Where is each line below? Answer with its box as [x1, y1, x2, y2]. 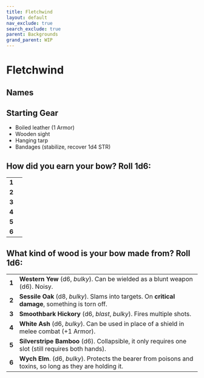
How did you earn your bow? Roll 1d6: [6, 161, 151, 171]
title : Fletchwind [6, 8, 53, 15]
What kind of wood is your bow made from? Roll [6, 248, 191, 258]
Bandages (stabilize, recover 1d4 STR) [15, 143, 111, 150]
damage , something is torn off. [19, 300, 107, 308]
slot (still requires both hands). [19, 345, 106, 353]
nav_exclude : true [6, 20, 53, 26]
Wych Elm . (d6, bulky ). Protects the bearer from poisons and [19, 354, 194, 363]
